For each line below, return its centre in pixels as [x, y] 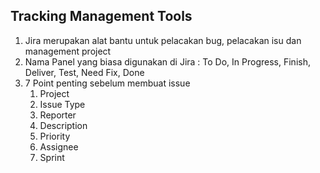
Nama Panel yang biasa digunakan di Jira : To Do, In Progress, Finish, [167, 61]
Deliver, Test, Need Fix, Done [84, 72]
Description [63, 125]
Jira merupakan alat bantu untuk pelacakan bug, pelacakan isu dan [163, 40]
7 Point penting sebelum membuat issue [107, 83]
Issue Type [62, 104]
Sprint [52, 157]
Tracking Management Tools [101, 16]
